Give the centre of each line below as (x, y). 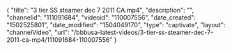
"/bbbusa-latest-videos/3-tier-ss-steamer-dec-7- (142, 32)
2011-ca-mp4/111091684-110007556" (60, 40)
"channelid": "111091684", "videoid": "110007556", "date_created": (101, 17)
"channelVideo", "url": (38, 32)
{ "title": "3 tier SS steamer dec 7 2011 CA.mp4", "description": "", (100, 10)
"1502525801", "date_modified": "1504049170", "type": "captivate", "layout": (116, 25)
